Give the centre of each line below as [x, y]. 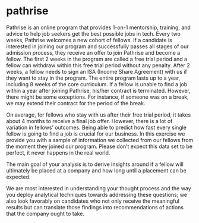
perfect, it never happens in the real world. [58, 152]
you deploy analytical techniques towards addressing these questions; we [97, 194]
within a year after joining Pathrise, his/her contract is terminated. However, [99, 90]
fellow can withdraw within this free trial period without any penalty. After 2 [98, 65]
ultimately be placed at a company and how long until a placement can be [97, 170]
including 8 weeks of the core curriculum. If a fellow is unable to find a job [97, 84]
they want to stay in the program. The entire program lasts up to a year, [93, 78]
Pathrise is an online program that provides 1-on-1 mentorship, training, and [99, 27]
